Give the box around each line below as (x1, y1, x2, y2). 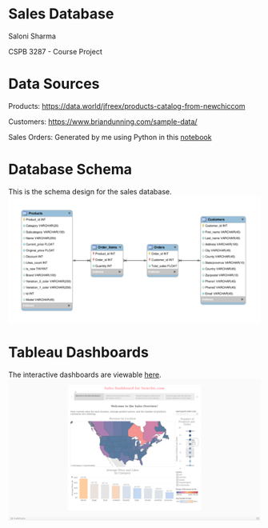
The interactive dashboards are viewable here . (8, 370, 162, 379)
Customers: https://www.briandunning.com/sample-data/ (8, 117, 198, 126)
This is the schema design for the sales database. (8, 186, 172, 196)
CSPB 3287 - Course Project (8, 46, 102, 56)
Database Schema (8, 161, 133, 178)
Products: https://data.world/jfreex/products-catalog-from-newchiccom (8, 101, 246, 110)
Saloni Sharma (8, 31, 56, 41)
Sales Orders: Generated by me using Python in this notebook (8, 132, 212, 142)
